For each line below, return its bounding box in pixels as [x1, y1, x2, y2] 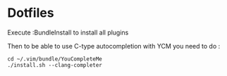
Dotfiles [7, 5, 54, 21]
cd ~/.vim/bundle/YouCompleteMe [7, 55, 102, 63]
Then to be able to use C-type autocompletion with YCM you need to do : [7, 42, 221, 50]
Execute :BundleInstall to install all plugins [7, 28, 129, 37]
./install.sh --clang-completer [7, 61, 102, 68]
